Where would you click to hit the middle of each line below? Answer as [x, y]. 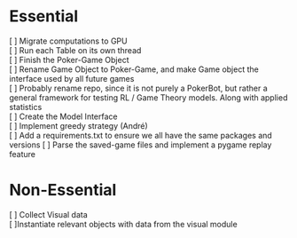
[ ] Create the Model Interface [63, 116]
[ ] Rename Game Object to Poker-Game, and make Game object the [134, 69]
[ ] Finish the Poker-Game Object [69, 59]
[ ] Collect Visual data [49, 214]
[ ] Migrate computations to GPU [68, 41]
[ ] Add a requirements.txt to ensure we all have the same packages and [141, 135]
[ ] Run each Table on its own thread [75, 50]
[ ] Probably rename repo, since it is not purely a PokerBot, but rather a [138, 88]
